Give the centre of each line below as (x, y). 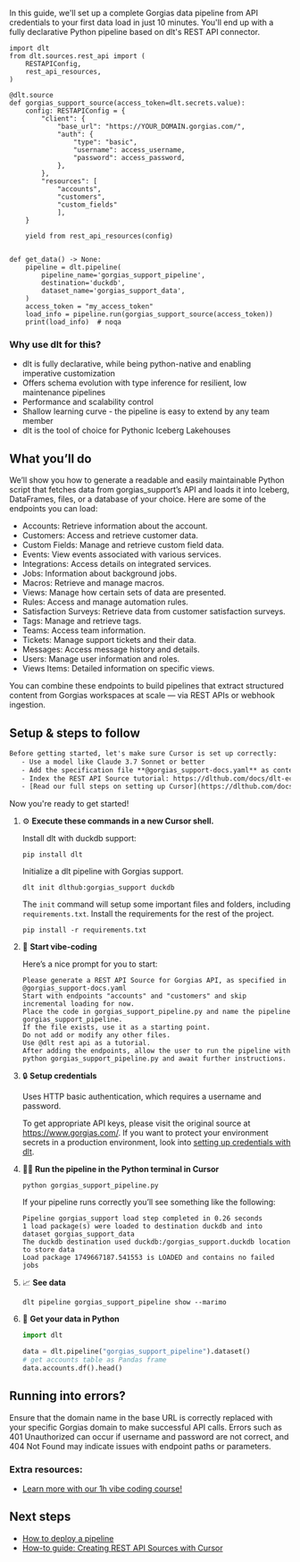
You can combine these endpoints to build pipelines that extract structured (146, 686)
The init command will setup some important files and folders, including (156, 904)
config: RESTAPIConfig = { (75, 111)
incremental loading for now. (79, 1004)
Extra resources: (46, 1469)
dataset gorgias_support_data (79, 1234)
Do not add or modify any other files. (96, 1035)
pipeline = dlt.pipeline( (74, 267)
